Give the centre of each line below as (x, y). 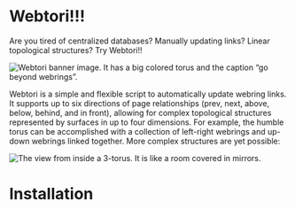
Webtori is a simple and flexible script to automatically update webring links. (148, 94)
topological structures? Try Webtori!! (76, 50)
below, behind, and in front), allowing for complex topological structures (140, 112)
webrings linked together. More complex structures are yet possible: (156, 141)
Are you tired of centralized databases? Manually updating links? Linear (140, 41)
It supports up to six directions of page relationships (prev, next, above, (140, 103)
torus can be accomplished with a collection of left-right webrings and (137, 131)
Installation (51, 194)
